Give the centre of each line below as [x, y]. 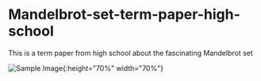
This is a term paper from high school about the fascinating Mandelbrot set [131, 53]
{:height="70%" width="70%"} [113, 68]
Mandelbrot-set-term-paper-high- [124, 15]
